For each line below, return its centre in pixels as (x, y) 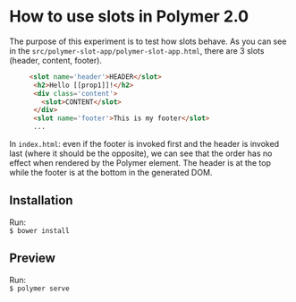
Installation (41, 200)
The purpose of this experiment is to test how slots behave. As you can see (148, 41)
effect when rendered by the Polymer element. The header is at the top (140, 163)
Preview (33, 259)
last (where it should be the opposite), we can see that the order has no (141, 153)
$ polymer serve (39, 289)
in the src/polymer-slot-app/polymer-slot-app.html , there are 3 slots (137, 50)
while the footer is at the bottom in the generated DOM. (111, 173)
